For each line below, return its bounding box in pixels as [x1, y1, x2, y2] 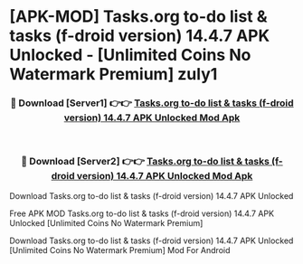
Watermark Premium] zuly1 [9, 64, 218, 85]
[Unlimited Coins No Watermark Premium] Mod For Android [9, 244, 231, 255]
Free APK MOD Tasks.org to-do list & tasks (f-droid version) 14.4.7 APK [9, 208, 274, 219]
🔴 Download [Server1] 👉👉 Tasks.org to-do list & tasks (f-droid [10, 97, 294, 109]
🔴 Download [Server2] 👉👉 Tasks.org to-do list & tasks [21, 156, 270, 168]
